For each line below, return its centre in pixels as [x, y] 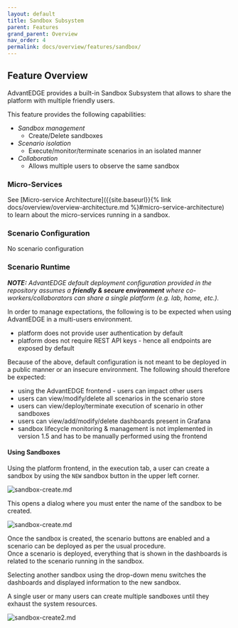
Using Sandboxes [34, 452]
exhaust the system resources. [53, 603]
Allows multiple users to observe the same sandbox [104, 166]
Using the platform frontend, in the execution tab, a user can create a [108, 468]
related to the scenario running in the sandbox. [76, 561]
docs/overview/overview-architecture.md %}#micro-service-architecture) [116, 208]
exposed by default [46, 348]
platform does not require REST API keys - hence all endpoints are [114, 340]
